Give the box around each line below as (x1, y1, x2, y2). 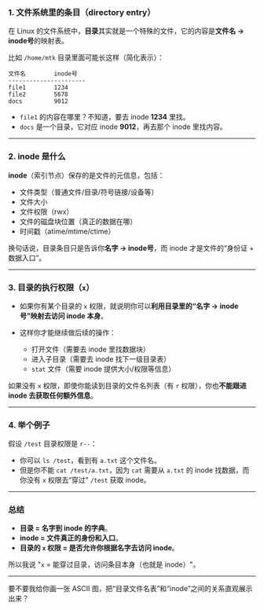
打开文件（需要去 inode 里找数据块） (31, 344, 151, 354)
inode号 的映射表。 (8, 36, 69, 46)
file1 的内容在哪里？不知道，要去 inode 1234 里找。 (19, 112, 190, 122)
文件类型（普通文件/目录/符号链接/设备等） (19, 187, 159, 197)
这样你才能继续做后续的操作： (19, 328, 116, 337)
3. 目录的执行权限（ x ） (8, 281, 94, 292)
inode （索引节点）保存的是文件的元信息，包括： (8, 171, 165, 180)
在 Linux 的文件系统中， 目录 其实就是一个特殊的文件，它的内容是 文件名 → (8, 26, 245, 36)
